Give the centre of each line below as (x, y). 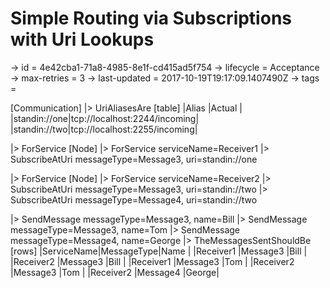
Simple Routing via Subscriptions (151, 18)
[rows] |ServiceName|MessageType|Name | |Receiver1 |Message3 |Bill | (159, 251)
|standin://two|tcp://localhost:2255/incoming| (104, 129)
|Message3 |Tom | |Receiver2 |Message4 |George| (115, 272)
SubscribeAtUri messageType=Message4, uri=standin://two (134, 199)
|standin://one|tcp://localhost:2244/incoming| (105, 118)
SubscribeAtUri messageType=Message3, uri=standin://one (134, 159)
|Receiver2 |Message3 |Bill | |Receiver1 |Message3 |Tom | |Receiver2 (152, 261)
